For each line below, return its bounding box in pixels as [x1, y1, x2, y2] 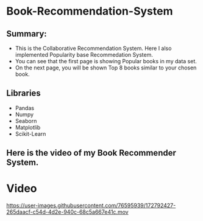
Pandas [15, 104, 35, 111]
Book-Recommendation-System [6, 4, 173, 18]
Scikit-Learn [15, 130, 46, 138]
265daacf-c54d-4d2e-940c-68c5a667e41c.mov [6, 208, 129, 216]
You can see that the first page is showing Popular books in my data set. [15, 58, 197, 65]
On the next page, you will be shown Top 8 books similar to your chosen [15, 64, 197, 71]
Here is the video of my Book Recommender [6, 148, 177, 158]
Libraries [6, 88, 41, 99]
